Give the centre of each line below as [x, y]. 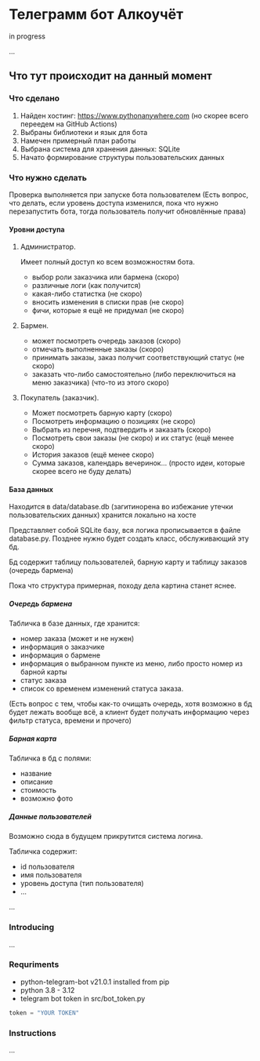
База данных [31, 489]
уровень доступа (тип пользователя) [82, 884]
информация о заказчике [62, 647]
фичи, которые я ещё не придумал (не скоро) [108, 311]
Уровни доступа [37, 229]
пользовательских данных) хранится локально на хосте [103, 515]
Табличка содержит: [43, 851]
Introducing [32, 928]
